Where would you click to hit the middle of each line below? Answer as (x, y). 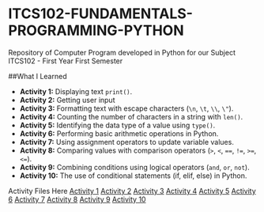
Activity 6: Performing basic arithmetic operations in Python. (119, 133)
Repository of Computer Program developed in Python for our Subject (122, 52)
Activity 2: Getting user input (67, 100)
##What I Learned (38, 76)
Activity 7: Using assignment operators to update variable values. (127, 142)
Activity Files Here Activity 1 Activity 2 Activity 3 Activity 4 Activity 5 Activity (132, 191)
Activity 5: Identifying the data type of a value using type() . (117, 125)
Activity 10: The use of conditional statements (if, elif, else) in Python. (133, 176)
